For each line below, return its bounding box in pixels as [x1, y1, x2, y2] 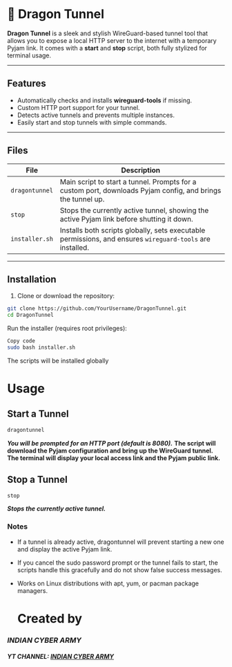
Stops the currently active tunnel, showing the [59, 205, 209, 215]
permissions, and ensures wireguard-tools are [59, 234, 211, 244]
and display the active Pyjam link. [17, 545, 113, 553]
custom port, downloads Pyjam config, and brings [59, 185, 222, 195]
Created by [17, 610, 83, 626]
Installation [7, 273, 57, 285]
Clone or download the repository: [17, 292, 115, 300]
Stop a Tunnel [7, 474, 68, 486]
